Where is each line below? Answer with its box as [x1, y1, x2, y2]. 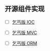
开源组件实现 [5, 4, 45, 13]
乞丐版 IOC [12, 19, 35, 25]
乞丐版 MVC [12, 29, 37, 35]
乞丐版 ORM [12, 40, 37, 46]
